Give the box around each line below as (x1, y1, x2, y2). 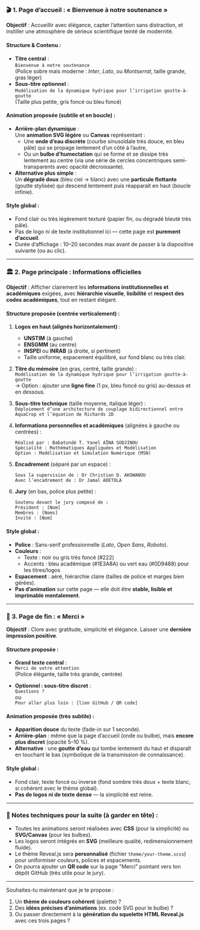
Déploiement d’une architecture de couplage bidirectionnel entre (14, 406, 183, 412)
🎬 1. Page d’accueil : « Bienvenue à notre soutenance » (6, 5, 168, 14)
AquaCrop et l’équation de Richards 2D (14, 412, 114, 418)
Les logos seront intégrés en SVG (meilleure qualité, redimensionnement (14, 838, 193, 845)
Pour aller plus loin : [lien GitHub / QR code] (14, 700, 138, 706)
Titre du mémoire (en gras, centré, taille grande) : (14, 365, 137, 372)
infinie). (14, 188, 34, 196)
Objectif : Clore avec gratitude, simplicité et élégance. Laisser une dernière (6, 626, 192, 633)
